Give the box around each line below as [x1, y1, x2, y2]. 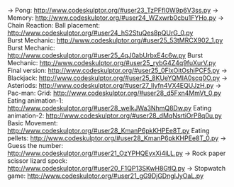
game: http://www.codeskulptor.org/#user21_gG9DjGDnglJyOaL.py [7, 171, 204, 180]
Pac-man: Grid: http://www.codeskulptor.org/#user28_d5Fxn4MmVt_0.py [7, 89, 222, 97]
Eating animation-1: [7, 96, 64, 105]
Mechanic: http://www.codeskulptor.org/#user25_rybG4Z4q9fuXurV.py [7, 59, 216, 67]
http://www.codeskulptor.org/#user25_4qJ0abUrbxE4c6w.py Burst [7, 51, 204, 59]
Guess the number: [7, 142, 64, 149]
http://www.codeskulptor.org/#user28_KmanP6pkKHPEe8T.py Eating [7, 127, 210, 135]
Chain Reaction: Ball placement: [7, 21, 101, 29]
